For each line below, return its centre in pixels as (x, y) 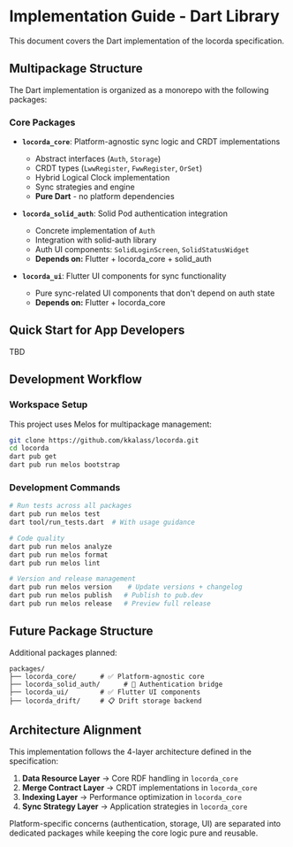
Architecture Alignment (75, 731)
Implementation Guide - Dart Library (144, 16)
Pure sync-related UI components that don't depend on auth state (155, 293)
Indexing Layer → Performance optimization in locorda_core (132, 797)
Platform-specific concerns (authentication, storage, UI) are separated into (145, 823)
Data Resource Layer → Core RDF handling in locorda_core (130, 778)
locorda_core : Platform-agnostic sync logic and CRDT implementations (151, 142)
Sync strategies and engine (85, 187)
